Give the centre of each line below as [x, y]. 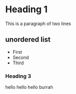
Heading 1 [27, 9]
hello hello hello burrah [29, 87]
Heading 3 [18, 76]
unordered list [28, 40]
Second [21, 57]
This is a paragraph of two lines [38, 24]
